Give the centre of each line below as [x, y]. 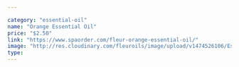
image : [17, 47]
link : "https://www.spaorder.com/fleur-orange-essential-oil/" [103, 39]
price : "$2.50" [30, 33]
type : [15, 53]
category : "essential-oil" [47, 20]
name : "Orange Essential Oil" [52, 26]
